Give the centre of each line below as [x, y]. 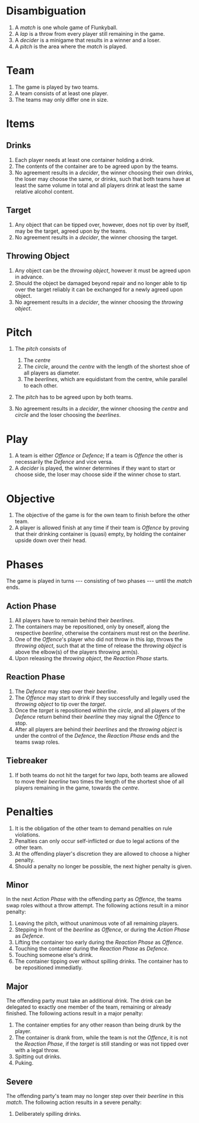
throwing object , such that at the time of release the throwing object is [101, 646]
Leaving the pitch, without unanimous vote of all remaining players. [97, 924]
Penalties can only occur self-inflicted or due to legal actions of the [97, 841]
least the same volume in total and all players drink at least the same [98, 185]
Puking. [24, 1063]
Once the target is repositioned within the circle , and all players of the [100, 710]
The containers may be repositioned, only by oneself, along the [92, 627]
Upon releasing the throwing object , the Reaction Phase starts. [91, 659]
